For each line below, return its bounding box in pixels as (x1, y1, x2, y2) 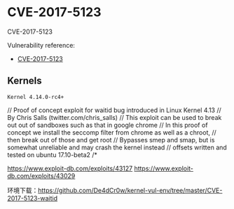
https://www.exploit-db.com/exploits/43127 (7, 164, 133, 173)
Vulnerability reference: (7, 41, 76, 49)
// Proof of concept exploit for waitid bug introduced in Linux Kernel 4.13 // (7, 106, 222, 114)
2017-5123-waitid (7, 194, 58, 202)
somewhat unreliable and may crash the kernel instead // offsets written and (7, 143, 228, 151)
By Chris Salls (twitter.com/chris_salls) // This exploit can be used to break (7, 113, 222, 121)
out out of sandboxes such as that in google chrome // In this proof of (7, 121, 208, 129)
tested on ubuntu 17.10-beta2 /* (7, 150, 98, 159)
